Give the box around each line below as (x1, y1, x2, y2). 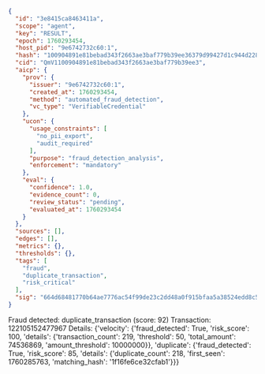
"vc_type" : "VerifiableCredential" (28, 103, 147, 110)
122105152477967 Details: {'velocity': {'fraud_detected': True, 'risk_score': (8, 324, 250, 333)
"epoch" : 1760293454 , (15, 36, 87, 45)
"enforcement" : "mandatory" (28, 162, 122, 170)
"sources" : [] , (15, 227, 65, 236)
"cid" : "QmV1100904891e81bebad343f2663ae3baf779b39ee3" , (15, 59, 207, 67)
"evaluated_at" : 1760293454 (28, 205, 122, 213)
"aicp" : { (15, 66, 47, 74)
